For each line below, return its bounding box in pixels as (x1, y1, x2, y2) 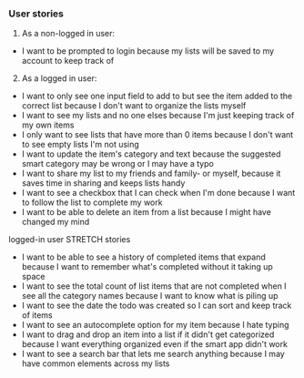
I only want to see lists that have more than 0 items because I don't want (21, 129, 294, 140)
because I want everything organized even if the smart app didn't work (21, 339, 289, 350)
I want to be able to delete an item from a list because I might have (21, 207, 272, 218)
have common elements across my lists (21, 358, 170, 369)
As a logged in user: (21, 73, 97, 84)
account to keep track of (21, 56, 115, 66)
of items (21, 310, 53, 321)
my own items (21, 119, 75, 130)
